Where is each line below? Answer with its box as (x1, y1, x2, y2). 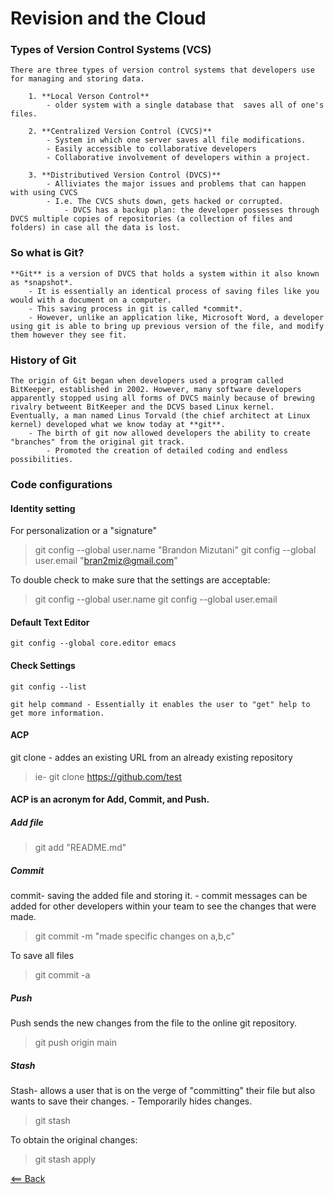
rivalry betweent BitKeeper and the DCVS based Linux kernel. (10, 402, 275, 412)
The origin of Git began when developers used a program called (10, 376, 284, 386)
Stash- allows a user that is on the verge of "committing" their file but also (10, 1085, 316, 1097)
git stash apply (34, 1153, 97, 1166)
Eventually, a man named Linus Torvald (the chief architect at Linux (10, 411, 311, 421)
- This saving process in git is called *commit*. (28, 303, 244, 314)
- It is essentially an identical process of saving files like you (28, 286, 320, 296)
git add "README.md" (34, 842, 127, 854)
